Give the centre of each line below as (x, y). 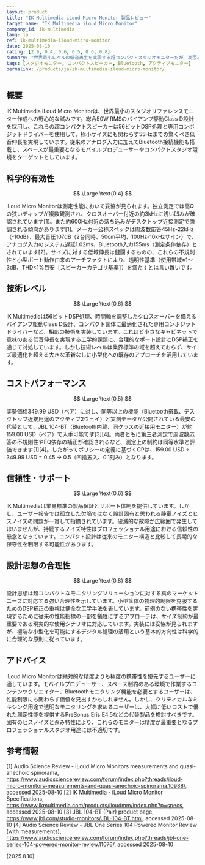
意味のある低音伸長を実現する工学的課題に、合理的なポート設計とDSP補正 (100, 339)
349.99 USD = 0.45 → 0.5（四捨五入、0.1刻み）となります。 (82, 457)
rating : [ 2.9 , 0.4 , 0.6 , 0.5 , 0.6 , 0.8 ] (59, 52)
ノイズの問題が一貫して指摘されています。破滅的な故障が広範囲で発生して (104, 521)
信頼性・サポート (38, 478)
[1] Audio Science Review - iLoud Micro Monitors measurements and (92, 766)
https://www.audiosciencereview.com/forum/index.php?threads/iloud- (95, 779)
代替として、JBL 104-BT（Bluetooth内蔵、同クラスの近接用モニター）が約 (100, 426)
